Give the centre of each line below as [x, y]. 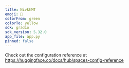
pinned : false [19, 41]
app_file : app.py [23, 37]
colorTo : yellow [21, 23]
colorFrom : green [23, 18]
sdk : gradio [17, 28]
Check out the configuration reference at [46, 55]
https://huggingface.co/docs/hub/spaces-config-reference [64, 60]
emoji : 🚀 [14, 14]
